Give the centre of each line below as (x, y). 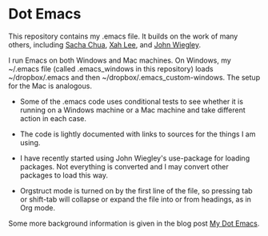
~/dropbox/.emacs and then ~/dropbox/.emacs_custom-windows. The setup (134, 77)
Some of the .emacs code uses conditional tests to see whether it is (132, 101)
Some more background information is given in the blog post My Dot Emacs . (134, 223)
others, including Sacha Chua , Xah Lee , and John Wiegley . (105, 44)
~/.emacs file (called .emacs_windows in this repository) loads (111, 68)
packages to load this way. (64, 175)
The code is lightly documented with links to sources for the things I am (138, 134)
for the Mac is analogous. (50, 86)
